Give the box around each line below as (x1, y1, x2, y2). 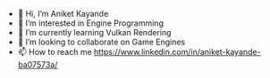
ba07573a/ (17, 59, 58, 70)
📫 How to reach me (17, 47, 92, 57)
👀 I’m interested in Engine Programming (17, 18, 164, 28)
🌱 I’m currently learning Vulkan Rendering (17, 27, 172, 37)
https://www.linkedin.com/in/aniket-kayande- (93, 47, 261, 57)
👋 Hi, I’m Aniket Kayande (17, 9, 109, 19)
